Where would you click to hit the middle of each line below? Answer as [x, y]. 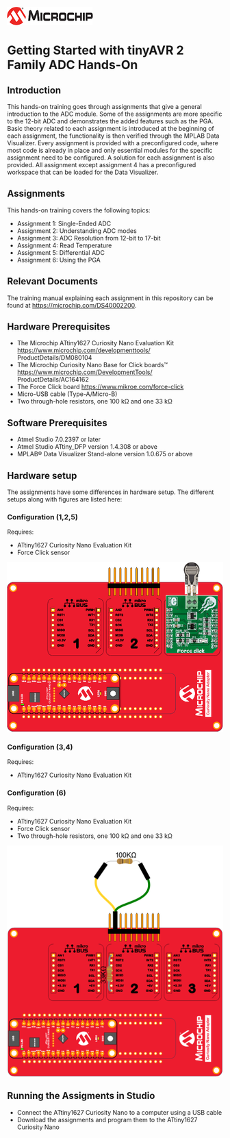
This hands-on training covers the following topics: [79, 210]
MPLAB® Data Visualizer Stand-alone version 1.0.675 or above [105, 454]
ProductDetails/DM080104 [54, 358]
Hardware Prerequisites [59, 327]
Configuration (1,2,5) [43, 517]
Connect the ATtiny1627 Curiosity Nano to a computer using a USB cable [119, 1112]
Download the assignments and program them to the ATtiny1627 [107, 1120]
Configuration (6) [37, 793]
